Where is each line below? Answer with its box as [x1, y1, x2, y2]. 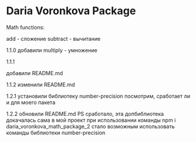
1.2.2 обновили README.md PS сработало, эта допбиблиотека [6, 110, 165, 117]
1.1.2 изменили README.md [6, 81, 75, 88]
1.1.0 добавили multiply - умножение [6, 46, 98, 54]
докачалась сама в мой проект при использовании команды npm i [6, 117, 176, 124]
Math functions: [6, 24, 45, 31]
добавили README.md [6, 69, 64, 76]
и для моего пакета [6, 99, 56, 106]
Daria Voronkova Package [6, 4, 137, 18]
